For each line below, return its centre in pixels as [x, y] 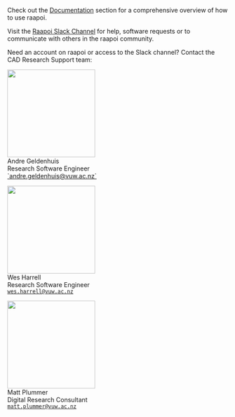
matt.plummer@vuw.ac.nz [42, 406]
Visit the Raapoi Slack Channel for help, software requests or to [99, 31]
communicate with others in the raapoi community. [81, 39]
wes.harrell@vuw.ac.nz [40, 291]
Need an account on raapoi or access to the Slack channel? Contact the [111, 52]
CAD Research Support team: [50, 60]
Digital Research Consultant [47, 400]
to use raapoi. [27, 18]
